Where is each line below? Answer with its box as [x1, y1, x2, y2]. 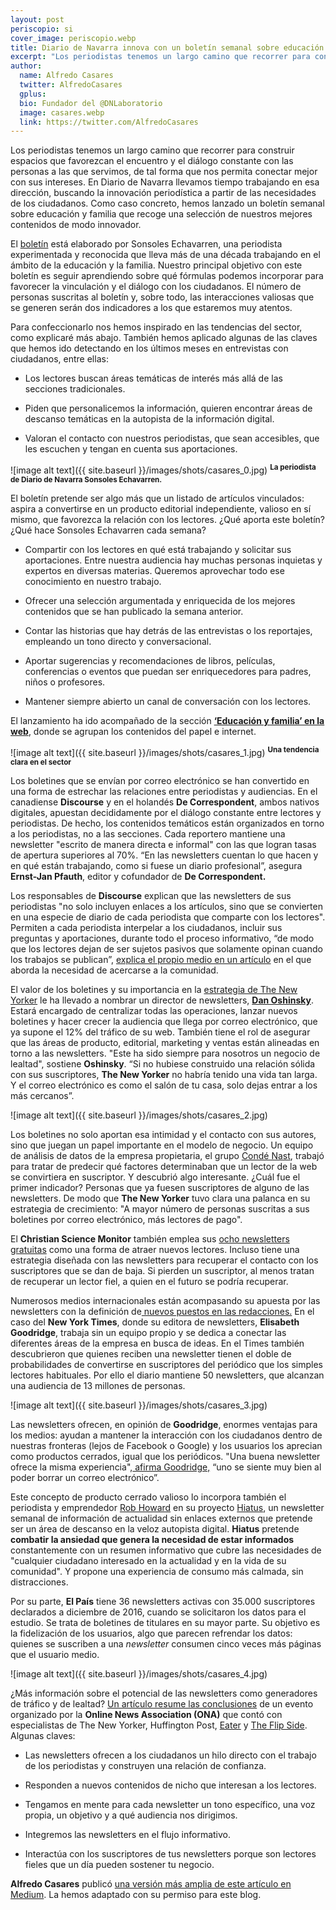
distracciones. [10, 1576, 69, 1588]
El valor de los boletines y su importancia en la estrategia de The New [10, 983, 298, 995]
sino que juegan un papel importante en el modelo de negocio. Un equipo [10, 1139, 314, 1151]
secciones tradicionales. [24, 383, 126, 395]
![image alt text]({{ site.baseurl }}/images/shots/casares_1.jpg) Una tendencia [10, 744, 320, 758]
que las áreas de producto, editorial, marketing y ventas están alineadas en [10, 1036, 320, 1048]
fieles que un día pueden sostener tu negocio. [24, 1858, 215, 1870]
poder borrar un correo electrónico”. [10, 1471, 160, 1483]
